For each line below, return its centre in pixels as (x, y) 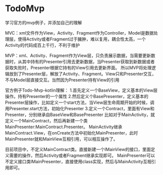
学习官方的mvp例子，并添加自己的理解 (44, 22)
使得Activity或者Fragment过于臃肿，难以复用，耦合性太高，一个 (82, 39)
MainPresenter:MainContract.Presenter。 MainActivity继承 (64, 127)
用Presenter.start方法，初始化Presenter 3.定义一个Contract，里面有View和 (80, 108)
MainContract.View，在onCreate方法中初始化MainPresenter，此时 (72, 133)
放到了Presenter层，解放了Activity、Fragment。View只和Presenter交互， (83, 74)
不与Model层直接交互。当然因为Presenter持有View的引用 (62, 80)
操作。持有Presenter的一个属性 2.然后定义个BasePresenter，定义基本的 (77, 96)
